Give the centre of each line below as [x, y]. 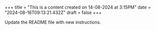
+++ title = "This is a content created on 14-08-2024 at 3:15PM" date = [78, 7]
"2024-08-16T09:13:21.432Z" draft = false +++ [53, 12]
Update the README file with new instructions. [53, 22]
